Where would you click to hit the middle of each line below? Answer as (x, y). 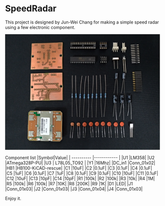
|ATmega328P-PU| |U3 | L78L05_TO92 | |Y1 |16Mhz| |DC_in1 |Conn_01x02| (80, 163)
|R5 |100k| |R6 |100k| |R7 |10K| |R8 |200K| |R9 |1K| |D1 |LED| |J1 (69, 184)
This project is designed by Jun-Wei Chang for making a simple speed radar (82, 22)
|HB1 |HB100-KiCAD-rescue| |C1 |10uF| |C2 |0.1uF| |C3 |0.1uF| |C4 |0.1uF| (79, 168)
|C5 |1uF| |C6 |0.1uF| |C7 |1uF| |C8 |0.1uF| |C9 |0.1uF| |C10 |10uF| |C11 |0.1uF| (82, 173)
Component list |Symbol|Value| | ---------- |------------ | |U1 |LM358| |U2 (80, 158)
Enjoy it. (13, 199)
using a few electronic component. (40, 27)
